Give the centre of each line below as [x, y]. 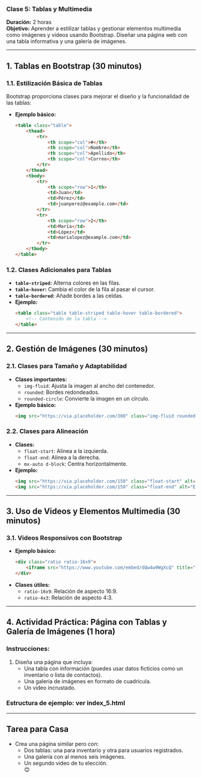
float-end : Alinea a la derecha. [62, 457]
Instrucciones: [28, 649]
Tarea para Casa [38, 729]
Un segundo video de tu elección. [66, 763]
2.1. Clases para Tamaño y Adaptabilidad [67, 366]
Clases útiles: [32, 584]
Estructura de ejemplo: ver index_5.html [66, 703]
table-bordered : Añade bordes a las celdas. [69, 296]
